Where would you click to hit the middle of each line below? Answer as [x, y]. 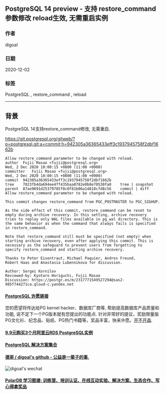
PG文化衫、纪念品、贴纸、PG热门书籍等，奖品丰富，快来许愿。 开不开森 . [79, 320]
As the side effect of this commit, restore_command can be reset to [78, 211]
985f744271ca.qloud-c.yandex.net [40, 284]
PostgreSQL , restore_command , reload [46, 95]
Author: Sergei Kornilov [31, 271]
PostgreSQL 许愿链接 [27, 296]
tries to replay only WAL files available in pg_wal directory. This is [82, 219]
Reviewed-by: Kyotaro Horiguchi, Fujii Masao [53, 276]
